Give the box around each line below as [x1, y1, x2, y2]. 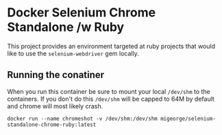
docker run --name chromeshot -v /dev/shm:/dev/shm [7, 115, 158, 122]
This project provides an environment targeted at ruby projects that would [7, 42, 216, 50]
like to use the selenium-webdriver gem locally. [7, 49, 139, 58]
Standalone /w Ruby [7, 19, 125, 35]
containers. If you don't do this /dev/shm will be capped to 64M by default [7, 95, 214, 103]
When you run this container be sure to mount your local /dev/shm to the [7, 87, 210, 95]
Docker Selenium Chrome [7, 5, 156, 21]
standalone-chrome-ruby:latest [7, 121, 97, 128]
